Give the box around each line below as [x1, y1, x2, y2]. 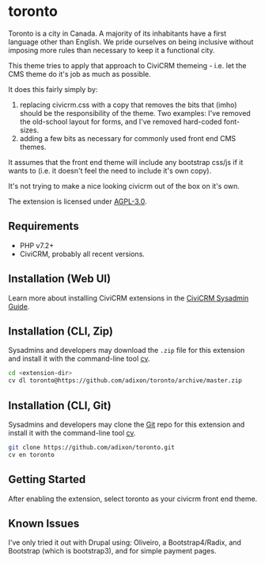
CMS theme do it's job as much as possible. [8, 69, 152, 79]
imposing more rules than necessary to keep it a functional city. [8, 45, 215, 55]
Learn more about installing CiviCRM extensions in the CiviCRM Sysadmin [8, 293, 249, 303]
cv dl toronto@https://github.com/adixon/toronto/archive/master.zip [8, 377, 243, 385]
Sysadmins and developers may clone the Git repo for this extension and [8, 419, 245, 429]
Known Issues [8, 516, 80, 530]
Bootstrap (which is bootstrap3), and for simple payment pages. [8, 546, 217, 556]
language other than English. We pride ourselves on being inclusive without [8, 36, 254, 46]
